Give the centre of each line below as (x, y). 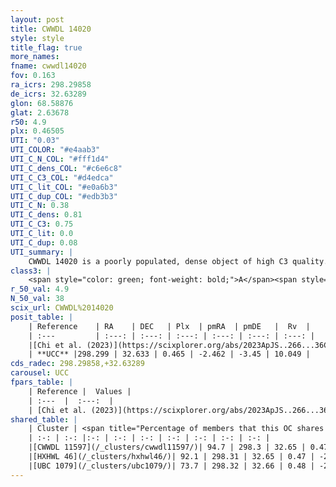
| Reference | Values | (80, 391)
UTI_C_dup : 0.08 (44, 242)
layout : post (37, 19)
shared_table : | (44, 419)
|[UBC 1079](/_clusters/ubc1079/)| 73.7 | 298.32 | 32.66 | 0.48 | (171, 466)
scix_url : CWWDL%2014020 (62, 308)
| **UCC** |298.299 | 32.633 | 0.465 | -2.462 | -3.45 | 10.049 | (169, 354)
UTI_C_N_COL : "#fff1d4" (60, 159)
